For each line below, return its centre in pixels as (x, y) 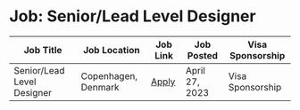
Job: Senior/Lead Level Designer (133, 16)
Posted (203, 55)
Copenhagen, (109, 75)
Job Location (112, 50)
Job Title (43, 50)
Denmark (100, 87)
